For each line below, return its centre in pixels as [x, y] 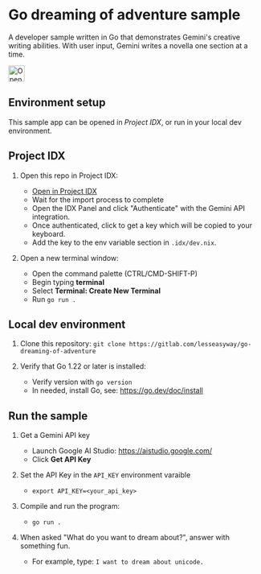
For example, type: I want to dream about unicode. [118, 562]
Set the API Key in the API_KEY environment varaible [105, 475]
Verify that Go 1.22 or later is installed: [83, 366]
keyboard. [49, 233]
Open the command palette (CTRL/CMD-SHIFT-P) [115, 273]
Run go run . [54, 299]
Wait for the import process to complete [98, 200]
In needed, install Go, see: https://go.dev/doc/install [117, 390]
